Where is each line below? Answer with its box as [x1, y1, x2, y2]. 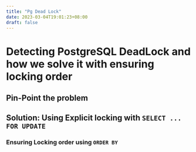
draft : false [6, 19, 38, 25]
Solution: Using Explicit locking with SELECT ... [6, 113, 182, 123]
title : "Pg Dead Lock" [6, 8, 62, 15]
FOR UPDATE [6, 122, 46, 131]
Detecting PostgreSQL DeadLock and [6, 45, 191, 58]
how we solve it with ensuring [6, 57, 154, 70]
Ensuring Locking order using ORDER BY [6, 139, 119, 147]
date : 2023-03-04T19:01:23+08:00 [6, 14, 88, 20]
